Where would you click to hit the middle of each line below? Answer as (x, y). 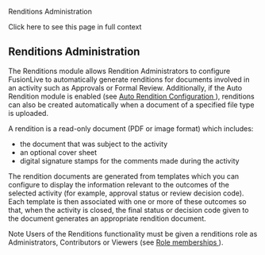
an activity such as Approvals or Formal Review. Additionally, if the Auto (125, 87)
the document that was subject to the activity (94, 144)
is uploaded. (29, 113)
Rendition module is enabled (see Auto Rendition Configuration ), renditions (132, 96)
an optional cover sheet (58, 152)
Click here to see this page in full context (75, 27)
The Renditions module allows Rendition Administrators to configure (119, 71)
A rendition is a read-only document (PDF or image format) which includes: (131, 128)
